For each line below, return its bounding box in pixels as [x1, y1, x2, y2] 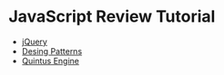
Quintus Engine [21, 55, 79, 66]
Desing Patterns [21, 45, 83, 56]
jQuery [21, 36, 47, 47]
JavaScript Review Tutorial [8, 6, 216, 27]
